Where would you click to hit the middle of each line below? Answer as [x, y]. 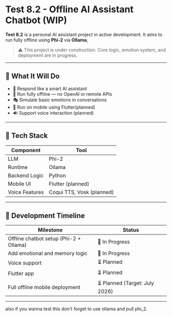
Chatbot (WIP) [36, 20]
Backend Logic [26, 175]
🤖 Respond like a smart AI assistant [50, 89]
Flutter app [21, 273]
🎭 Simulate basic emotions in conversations [60, 100]
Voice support [25, 263]
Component [26, 150]
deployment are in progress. [48, 55]
